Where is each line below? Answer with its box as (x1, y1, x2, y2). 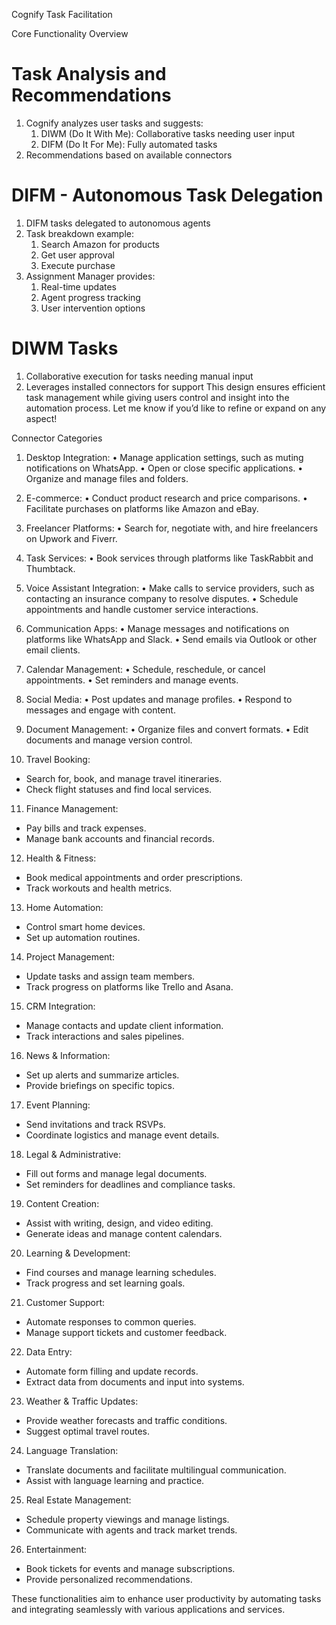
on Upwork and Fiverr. (25, 532, 118, 544)
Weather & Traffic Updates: (25, 1395, 139, 1407)
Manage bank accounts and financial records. (25, 832, 215, 844)
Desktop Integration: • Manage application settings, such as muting (25, 451, 304, 463)
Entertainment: (25, 1543, 88, 1555)
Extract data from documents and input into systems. (25, 1375, 245, 1388)
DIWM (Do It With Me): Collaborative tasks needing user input (40, 127, 295, 139)
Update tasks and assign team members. (25, 970, 196, 982)
